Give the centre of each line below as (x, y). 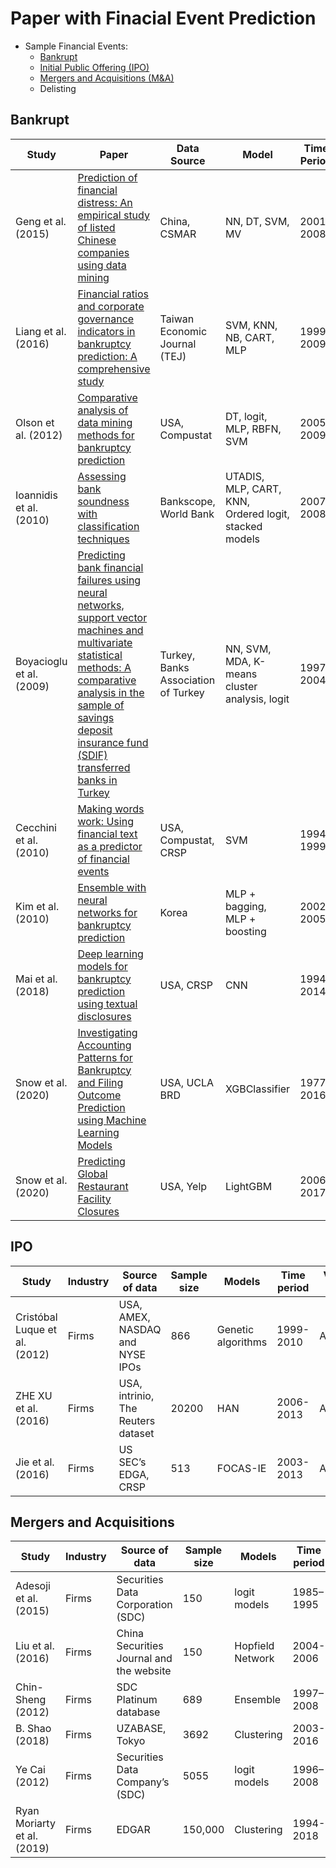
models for (102, 966)
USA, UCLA (187, 1082)
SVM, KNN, (251, 325)
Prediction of (107, 177)
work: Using (105, 821)
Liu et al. (35, 1646)
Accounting (104, 1045)
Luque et (36, 1329)
